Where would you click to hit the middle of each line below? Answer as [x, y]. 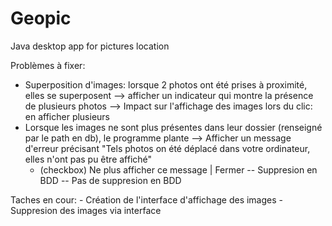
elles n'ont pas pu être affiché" [88, 159]
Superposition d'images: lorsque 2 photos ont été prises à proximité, [166, 84]
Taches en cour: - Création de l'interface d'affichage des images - [146, 199]
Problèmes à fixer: [48, 65]
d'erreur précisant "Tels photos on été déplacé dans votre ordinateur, [167, 148]
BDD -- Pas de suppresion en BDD [110, 180]
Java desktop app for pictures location [90, 46]
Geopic [41, 18]
